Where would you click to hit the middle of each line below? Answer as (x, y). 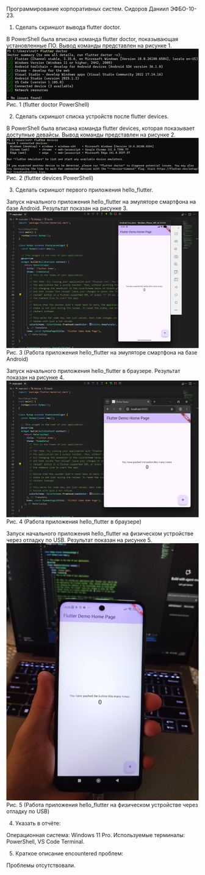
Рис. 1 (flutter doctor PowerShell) (48, 105)
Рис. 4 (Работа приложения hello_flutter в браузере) (74, 522)
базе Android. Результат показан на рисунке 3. (67, 208)
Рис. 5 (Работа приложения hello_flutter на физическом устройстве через (102, 805)
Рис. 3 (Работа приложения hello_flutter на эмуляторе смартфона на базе (102, 353)
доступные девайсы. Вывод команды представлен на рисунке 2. (91, 135)
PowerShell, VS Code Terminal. (45, 842)
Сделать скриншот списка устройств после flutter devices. (92, 116)
